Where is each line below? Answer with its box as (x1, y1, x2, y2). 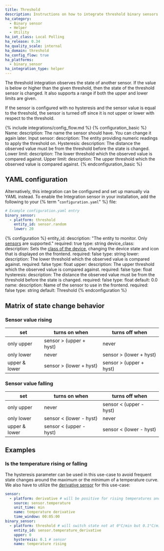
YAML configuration (5, 175, 68, 184)
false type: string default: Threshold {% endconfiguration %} (5, 287, 127, 293)
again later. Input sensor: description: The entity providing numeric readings (5, 135, 158, 141)
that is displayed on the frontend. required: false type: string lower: (5, 251, 140, 257)
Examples (5, 446, 36, 454)
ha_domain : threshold (5, 48, 49, 53)
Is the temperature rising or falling (5, 460, 88, 467)
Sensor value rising (5, 316, 52, 323)
